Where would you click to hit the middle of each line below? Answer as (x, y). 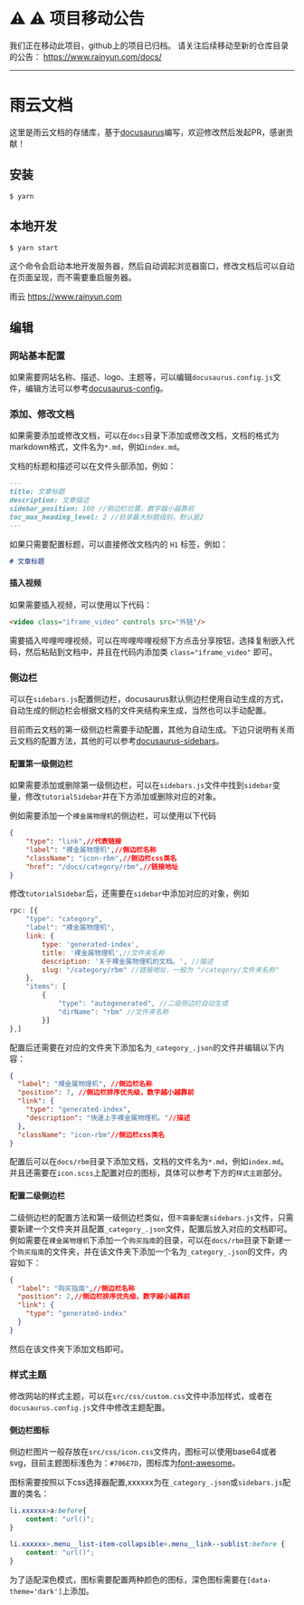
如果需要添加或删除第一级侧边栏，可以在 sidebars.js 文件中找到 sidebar (141, 785)
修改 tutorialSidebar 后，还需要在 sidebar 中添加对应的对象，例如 (129, 893)
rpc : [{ (24, 911)
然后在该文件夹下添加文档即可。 (69, 1348)
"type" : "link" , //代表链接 (74, 841)
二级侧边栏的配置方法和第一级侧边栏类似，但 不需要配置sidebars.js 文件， (144, 1217)
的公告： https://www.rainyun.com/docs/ (85, 56)
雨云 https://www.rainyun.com (66, 297)
